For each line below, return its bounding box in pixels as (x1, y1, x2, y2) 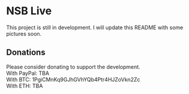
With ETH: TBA (6, 82, 43, 89)
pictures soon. (6, 30, 42, 37)
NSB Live (6, 4, 52, 18)
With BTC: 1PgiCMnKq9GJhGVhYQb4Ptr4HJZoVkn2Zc (6, 76, 141, 83)
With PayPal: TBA (6, 70, 50, 77)
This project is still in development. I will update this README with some (6, 24, 184, 31)
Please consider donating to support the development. (6, 63, 141, 70)
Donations (6, 48, 46, 58)
